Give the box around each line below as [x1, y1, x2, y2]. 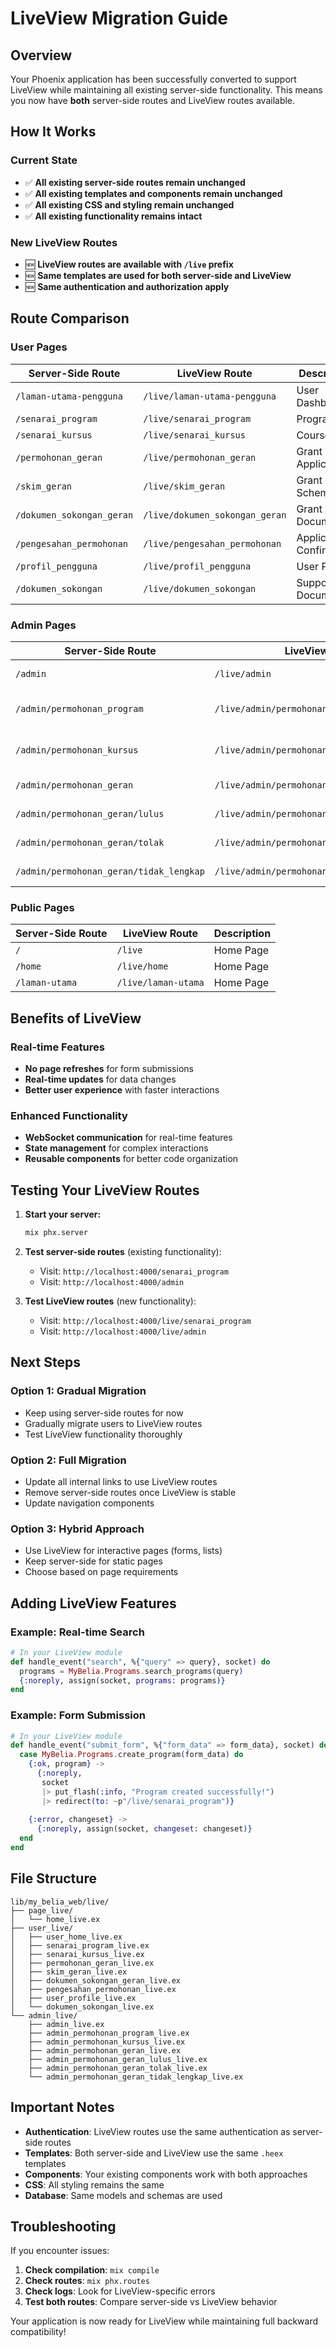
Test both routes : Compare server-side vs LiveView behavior [24, 2296, 278, 2308]
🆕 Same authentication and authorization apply [24, 280, 230, 292]
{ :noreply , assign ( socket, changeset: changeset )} [36, 1824, 253, 1834]
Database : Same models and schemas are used [24, 2189, 223, 2201]
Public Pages [10, 900, 75, 914]
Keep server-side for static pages [24, 1555, 163, 1567]
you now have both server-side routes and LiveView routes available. [10, 95, 296, 106]
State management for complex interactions [24, 1142, 209, 1154]
